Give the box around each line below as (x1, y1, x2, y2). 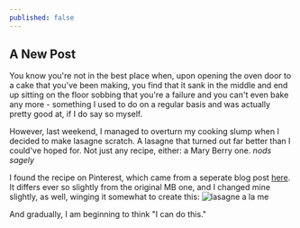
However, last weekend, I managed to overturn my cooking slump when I (9, 126, 279, 137)
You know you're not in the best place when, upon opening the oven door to (9, 70, 292, 81)
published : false (9, 13, 75, 23)
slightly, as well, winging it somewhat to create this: (9, 191, 200, 203)
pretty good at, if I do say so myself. (9, 109, 143, 120)
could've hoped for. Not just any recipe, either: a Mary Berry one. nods (9, 145, 272, 156)
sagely (9, 155, 34, 166)
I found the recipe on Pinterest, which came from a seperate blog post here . (9, 172, 291, 183)
